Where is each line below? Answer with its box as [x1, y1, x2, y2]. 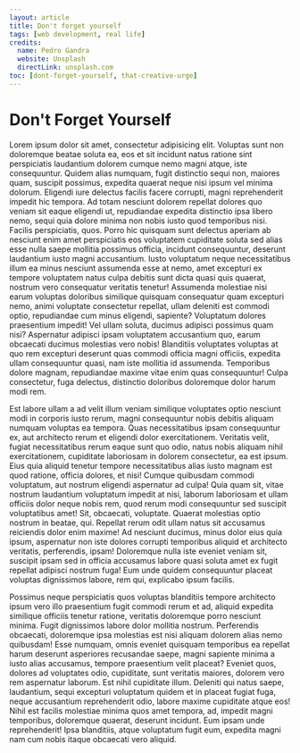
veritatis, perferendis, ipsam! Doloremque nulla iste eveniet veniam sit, [9, 546, 268, 556]
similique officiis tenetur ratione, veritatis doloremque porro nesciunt [9, 610, 262, 621]
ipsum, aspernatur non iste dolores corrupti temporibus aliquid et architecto [9, 536, 287, 547]
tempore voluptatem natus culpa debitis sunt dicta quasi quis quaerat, [9, 272, 266, 282]
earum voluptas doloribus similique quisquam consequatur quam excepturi [9, 291, 284, 302]
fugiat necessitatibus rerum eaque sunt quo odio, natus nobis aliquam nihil [9, 441, 284, 452]
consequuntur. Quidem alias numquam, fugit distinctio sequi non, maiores [9, 167, 280, 179]
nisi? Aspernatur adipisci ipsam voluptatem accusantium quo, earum [9, 329, 261, 339]
